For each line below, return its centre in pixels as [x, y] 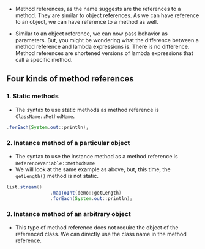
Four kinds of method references [70, 79]
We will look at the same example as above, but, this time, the [93, 169]
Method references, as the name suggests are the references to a [98, 9]
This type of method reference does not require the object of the [97, 227]
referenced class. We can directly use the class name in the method [101, 234]
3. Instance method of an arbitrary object [69, 214]
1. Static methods [33, 96]
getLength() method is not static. [57, 176]
